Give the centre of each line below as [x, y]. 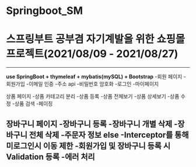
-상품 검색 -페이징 [32, 104]
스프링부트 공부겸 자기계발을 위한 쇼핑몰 [96, 39]
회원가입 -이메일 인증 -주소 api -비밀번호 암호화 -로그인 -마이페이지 [83, 84]
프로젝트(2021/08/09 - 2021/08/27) [92, 54]
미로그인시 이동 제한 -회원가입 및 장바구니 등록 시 [88, 146]
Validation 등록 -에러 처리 [50, 157]
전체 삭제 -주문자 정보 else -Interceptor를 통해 [109, 135]
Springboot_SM [45, 11]
